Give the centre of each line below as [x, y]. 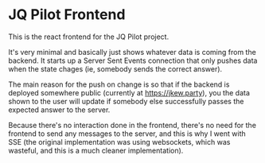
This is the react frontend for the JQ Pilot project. [89, 37]
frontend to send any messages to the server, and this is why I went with [127, 134]
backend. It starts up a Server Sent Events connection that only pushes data [133, 60]
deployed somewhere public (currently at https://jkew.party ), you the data [129, 92]
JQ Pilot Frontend [67, 15]
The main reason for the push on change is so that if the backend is [119, 84]
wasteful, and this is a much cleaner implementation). [96, 150]
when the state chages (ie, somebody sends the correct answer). [115, 68]
